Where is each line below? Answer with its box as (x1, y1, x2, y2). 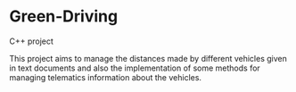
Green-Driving (9, 6, 119, 27)
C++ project (9, 36, 53, 46)
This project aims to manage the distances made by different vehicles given (9, 53, 287, 63)
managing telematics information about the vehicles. (9, 71, 202, 82)
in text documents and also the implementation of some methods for (9, 63, 260, 73)
